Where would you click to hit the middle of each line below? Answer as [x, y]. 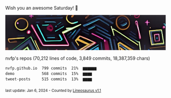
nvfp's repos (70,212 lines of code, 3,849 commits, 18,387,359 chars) [78, 58]
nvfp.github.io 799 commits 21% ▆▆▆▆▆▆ [51, 68]
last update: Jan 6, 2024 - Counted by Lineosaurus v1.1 [53, 90]
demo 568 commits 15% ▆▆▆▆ [49, 74]
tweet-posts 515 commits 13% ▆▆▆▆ [49, 79]
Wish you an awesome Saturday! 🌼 [42, 8]
